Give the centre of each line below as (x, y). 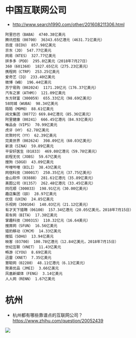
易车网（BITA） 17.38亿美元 (31, 215)
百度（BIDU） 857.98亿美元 (30, 45)
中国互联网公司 (36, 10)
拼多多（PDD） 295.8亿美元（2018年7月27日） (47, 61)
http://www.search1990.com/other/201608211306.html (68, 24)
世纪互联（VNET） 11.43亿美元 (33, 247)
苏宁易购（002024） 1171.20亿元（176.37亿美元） (52, 87)
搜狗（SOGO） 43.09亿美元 (29, 162)
